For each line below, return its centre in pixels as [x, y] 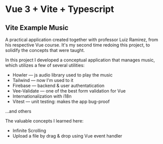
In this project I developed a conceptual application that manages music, [80, 60]
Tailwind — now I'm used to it [43, 80]
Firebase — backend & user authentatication [58, 85]
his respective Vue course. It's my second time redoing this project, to [78, 45]
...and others [18, 111]
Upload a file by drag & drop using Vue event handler [67, 136]
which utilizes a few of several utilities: [45, 65]
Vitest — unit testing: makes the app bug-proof [61, 101]
